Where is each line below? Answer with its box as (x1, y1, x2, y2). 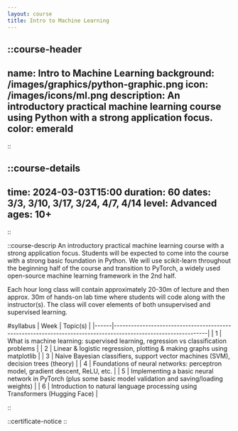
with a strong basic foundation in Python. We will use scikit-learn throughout (7, 256, 231, 265)
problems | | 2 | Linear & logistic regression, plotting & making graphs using (7, 344, 228, 352)
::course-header (7, 43, 82, 55)
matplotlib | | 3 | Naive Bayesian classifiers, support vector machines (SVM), (7, 351, 231, 360)
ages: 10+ (7, 209, 52, 221)
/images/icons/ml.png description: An (7, 89, 180, 102)
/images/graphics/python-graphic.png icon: (7, 79, 209, 91)
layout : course (7, 10, 53, 18)
